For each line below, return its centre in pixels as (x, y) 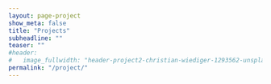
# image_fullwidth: (45, 61)
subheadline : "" (35, 38)
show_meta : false (38, 23)
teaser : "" (27, 46)
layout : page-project (45, 16)
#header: (23, 53)
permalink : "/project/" (48, 68)
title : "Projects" (39, 30)
